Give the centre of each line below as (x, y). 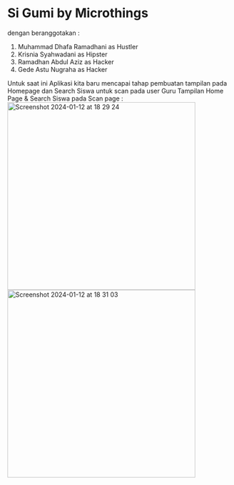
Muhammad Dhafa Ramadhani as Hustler (78, 46)
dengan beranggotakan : (44, 33)
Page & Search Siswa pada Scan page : (65, 98)
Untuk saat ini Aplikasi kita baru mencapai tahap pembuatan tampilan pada (117, 83)
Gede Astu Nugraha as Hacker (62, 69)
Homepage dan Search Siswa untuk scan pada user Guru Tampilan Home (116, 91)
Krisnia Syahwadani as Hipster (62, 54)
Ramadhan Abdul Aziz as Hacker (66, 61)
